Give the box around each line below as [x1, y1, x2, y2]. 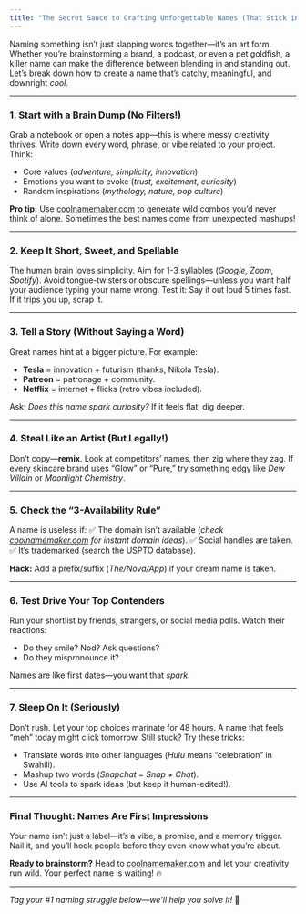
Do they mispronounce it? [22, 652, 120, 663]
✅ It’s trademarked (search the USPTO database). [9, 545, 196, 556]
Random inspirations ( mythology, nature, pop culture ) [22, 185, 224, 196]
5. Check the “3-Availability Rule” [9, 504, 161, 516]
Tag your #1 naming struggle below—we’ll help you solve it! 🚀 [9, 895, 240, 905]
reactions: [9, 625, 47, 636]
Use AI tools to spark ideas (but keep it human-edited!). [22, 778, 231, 789]
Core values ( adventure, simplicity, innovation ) [22, 166, 199, 177]
